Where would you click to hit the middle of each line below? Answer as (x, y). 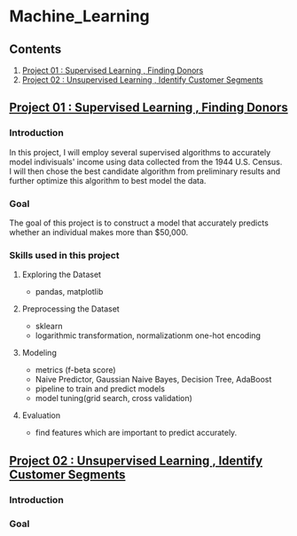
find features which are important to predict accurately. (136, 433)
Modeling (39, 353)
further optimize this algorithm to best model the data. (108, 180)
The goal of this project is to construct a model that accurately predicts (139, 223)
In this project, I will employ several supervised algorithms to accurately (140, 152)
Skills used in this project (64, 255)
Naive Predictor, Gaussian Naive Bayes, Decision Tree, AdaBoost (153, 380)
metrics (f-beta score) (76, 370)
